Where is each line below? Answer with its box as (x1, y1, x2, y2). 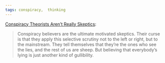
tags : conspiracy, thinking (5, 7, 66, 12)
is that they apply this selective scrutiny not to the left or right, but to (17, 36, 158, 42)
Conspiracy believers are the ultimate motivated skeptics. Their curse (17, 30, 161, 36)
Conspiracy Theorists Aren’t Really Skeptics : (5, 21, 97, 27)
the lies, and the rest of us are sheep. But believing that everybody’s (17, 46, 158, 52)
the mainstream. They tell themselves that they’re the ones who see (17, 41, 157, 47)
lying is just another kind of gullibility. (17, 52, 94, 58)
